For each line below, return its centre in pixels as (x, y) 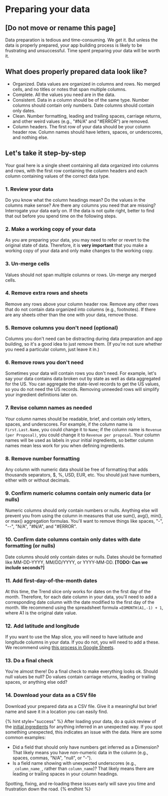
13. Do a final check (29, 661)
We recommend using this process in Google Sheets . (60, 648)
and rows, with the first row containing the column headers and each (76, 171)
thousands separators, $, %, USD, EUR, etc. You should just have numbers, (83, 475)
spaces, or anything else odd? (36, 682)
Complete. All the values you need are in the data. (64, 95)
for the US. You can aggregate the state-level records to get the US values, (83, 384)
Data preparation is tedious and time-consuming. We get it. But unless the (81, 40)
